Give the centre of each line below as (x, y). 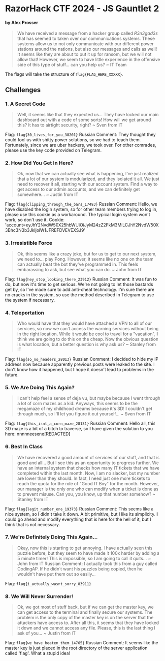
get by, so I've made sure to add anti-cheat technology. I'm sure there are (80, 289)
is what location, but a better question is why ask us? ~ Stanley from (86, 344)
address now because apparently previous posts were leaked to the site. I (80, 364)
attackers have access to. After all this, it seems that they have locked (88, 623)
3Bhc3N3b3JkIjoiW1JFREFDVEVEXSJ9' (45, 230)
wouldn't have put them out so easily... (56, 574)
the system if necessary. (30, 300)
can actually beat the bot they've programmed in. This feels (78, 264)
